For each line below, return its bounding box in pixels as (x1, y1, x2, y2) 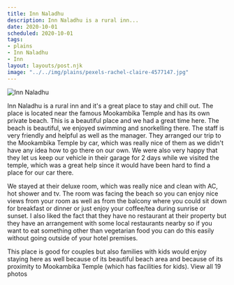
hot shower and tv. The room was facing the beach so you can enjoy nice (7, 189, 219, 198)
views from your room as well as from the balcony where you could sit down (7, 196, 227, 205)
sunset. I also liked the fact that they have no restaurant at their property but (7, 211, 227, 220)
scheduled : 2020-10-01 (7, 29, 73, 37)
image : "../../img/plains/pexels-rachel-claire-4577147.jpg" (7, 68, 189, 75)
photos (7, 270, 28, 278)
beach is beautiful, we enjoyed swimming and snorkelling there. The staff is (7, 124, 225, 132)
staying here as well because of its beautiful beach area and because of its (7, 254, 224, 263)
